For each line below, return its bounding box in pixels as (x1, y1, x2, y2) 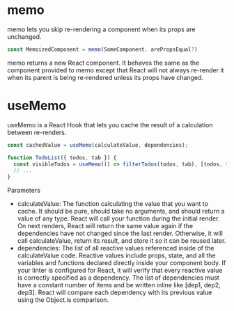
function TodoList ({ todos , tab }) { (7, 154, 117, 161)
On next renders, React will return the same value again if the (17, 222, 194, 230)
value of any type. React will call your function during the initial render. (17, 214, 220, 223)
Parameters (7, 186, 40, 195)
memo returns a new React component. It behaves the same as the (7, 58, 200, 67)
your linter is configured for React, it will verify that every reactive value (17, 266, 223, 275)
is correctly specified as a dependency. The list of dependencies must (17, 273, 219, 282)
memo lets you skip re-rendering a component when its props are (7, 25, 196, 33)
